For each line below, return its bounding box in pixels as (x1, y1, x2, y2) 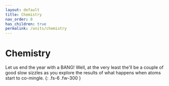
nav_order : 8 (5, 17, 33, 22)
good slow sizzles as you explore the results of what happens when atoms (5, 70, 161, 76)
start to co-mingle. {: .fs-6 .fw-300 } (5, 75, 81, 81)
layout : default (5, 7, 40, 13)
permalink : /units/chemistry (5, 26, 67, 31)
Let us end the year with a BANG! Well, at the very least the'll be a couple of (5, 64, 164, 70)
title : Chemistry (5, 12, 42, 17)
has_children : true (5, 21, 47, 27)
